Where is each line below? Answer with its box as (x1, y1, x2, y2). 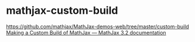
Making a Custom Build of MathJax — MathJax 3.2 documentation (6, 29, 166, 36)
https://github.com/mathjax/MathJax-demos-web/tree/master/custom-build (6, 23, 189, 30)
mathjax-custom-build (6, 4, 118, 17)
